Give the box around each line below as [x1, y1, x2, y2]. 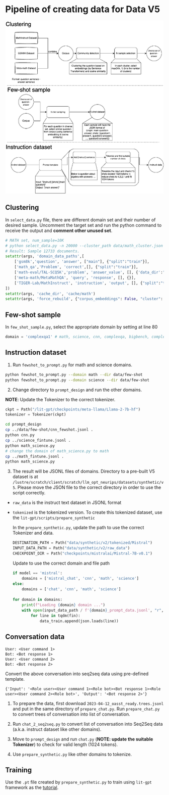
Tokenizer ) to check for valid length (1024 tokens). [12, 741, 118, 747]
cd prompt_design [5, 422, 42, 427]
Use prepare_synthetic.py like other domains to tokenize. [12, 751, 132, 757]
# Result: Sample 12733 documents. [5, 249, 80, 254]
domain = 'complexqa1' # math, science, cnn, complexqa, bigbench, [5, 335, 150, 340]
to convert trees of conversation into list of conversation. [12, 711, 130, 717]
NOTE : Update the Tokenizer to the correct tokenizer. [5, 396, 116, 402]
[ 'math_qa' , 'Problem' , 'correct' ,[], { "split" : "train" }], [14, 264, 138, 270]
